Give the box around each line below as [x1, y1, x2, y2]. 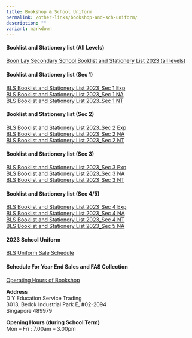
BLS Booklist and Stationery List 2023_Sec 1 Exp [6, 84, 126, 92]
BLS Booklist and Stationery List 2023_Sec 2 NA [6, 130, 125, 138]
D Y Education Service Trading [6, 294, 82, 302]
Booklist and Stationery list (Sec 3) [6, 150, 95, 157]
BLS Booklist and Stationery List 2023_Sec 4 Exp [6, 203, 127, 211]
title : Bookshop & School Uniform [6, 8, 93, 15]
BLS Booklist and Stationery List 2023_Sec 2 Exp [6, 124, 127, 131]
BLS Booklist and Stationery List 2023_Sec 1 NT [6, 97, 124, 104]
